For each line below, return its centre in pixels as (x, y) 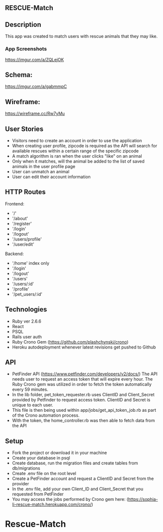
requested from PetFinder (38, 494)
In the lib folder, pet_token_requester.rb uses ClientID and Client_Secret (83, 395)
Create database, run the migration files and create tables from (75, 463)
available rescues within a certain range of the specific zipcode (75, 151)
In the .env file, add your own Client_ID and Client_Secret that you (78, 489)
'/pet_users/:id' (27, 294)
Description (23, 25)
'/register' (22, 223)
